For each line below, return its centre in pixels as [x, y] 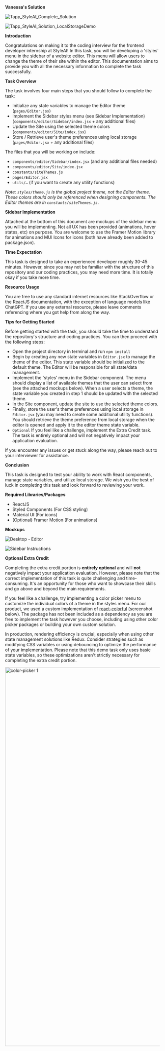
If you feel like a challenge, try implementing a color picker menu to [73, 598]
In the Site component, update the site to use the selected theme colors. [85, 404]
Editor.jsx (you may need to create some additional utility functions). [83, 414]
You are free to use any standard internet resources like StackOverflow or [80, 296]
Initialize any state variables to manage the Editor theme [69, 105]
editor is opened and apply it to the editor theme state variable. [76, 425]
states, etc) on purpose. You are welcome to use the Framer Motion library [80, 232]
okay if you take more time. [33, 277]
